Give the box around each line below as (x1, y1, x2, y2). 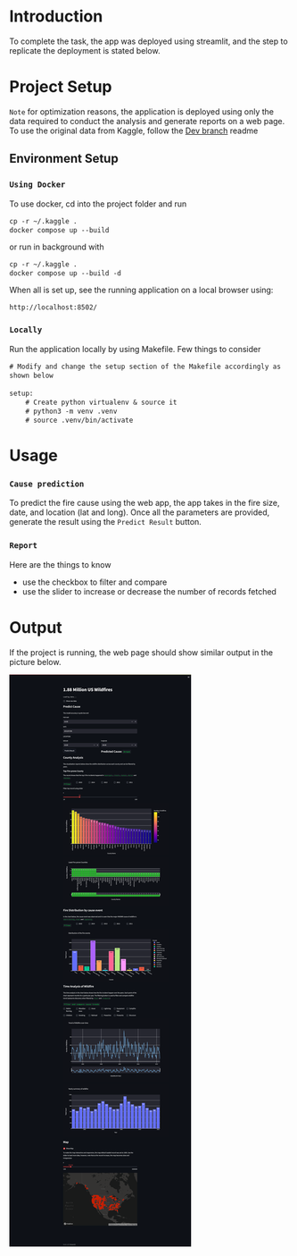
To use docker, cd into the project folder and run (9, 198, 187, 209)
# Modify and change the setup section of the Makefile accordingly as (9, 362, 281, 371)
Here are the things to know (9, 559, 111, 569)
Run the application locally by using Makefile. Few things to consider (9, 343, 261, 354)
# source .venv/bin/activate (25, 416, 134, 425)
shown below (9, 371, 54, 380)
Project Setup (9, 77, 113, 97)
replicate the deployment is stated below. (9, 45, 161, 55)
